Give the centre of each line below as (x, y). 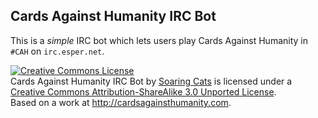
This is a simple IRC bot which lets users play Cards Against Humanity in (159, 40)
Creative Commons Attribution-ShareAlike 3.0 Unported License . (143, 91)
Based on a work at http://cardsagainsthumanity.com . (121, 102)
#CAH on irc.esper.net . (57, 51)
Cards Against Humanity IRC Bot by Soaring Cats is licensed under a (151, 81)
